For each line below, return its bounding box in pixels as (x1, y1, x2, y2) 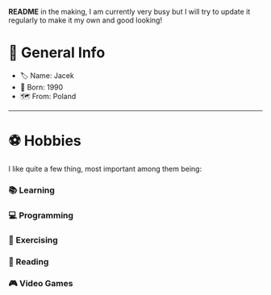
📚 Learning (8, 185, 55, 196)
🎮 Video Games (8, 278, 73, 289)
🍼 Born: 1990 (19, 82, 64, 92)
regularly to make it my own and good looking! (8, 15, 163, 25)
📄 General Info (8, 44, 106, 62)
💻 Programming (8, 210, 74, 221)
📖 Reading (8, 256, 49, 267)
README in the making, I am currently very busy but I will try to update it (8, 7, 251, 16)
